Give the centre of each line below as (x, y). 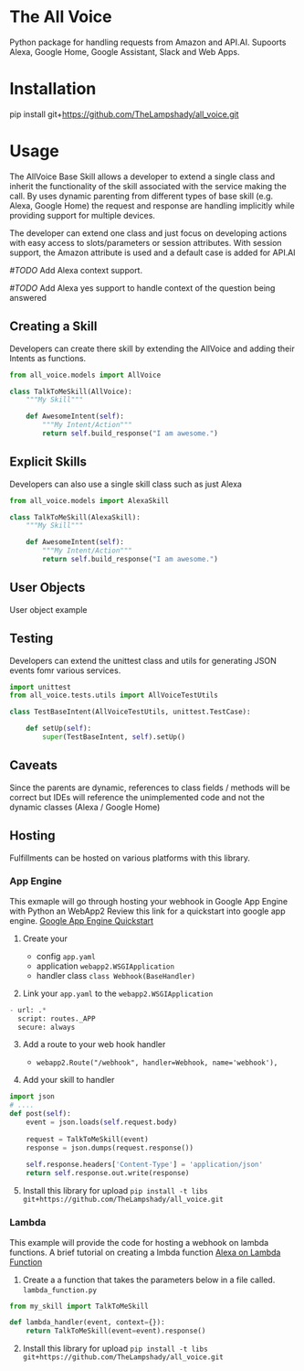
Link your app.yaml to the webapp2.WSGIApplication (118, 993)
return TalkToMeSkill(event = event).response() (116, 1331)
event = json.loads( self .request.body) (102, 1122)
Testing (31, 639)
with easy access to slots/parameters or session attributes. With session (146, 242)
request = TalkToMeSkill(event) (87, 1139)
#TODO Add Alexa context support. (76, 270)
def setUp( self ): (59, 729)
